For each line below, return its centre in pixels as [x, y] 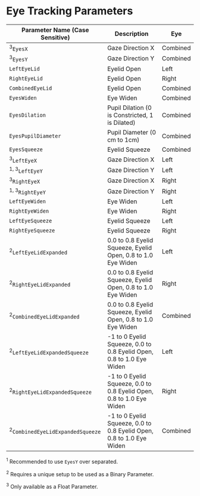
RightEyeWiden [29, 211]
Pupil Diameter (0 [132, 132]
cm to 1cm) [123, 140]
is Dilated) [121, 123]
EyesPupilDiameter [35, 136]
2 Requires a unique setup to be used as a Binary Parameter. [80, 473]
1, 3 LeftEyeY [26, 170]
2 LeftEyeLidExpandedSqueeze [49, 351]
